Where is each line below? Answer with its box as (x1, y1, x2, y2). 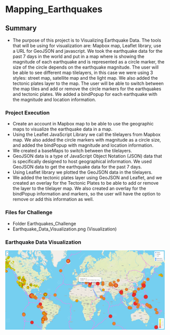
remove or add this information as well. (12, 196, 94, 203)
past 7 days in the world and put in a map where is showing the (12, 53, 145, 59)
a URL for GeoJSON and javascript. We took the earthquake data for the (12, 48, 163, 54)
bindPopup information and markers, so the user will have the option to (12, 191, 161, 197)
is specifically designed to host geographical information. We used (12, 158, 152, 164)
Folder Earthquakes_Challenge (12, 220, 76, 226)
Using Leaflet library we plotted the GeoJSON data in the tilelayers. (12, 169, 153, 176)
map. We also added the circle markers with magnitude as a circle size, (12, 137, 161, 143)
